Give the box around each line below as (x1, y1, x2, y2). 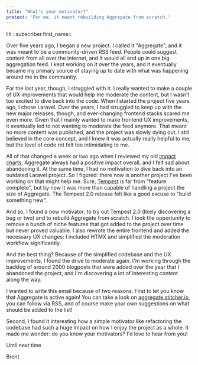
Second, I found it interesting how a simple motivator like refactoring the (6, 317, 182, 325)
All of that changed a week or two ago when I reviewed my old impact (6, 152, 176, 159)
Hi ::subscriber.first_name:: (6, 30, 72, 37)
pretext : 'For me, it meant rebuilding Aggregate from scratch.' (6, 14, 170, 20)
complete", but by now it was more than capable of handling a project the (6, 184, 185, 191)
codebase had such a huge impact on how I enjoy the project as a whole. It (6, 324, 189, 331)
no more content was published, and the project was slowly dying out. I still (6, 128, 190, 136)
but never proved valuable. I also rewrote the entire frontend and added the (6, 227, 189, 234)
